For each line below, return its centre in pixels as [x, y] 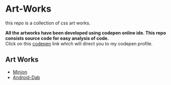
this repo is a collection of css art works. [48, 23]
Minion [20, 72]
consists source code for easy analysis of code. [57, 38]
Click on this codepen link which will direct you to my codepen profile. [79, 43]
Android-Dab [26, 77]
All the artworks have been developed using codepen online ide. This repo [86, 33]
